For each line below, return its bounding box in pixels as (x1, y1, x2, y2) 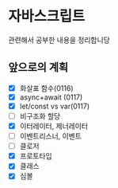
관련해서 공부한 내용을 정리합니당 (8, 35, 111, 45)
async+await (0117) (19, 92, 83, 102)
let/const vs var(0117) (19, 101, 90, 111)
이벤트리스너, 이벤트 (19, 131, 82, 141)
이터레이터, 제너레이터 (19, 121, 89, 131)
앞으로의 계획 (8, 61, 69, 74)
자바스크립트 (8, 7, 86, 25)
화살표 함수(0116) (19, 83, 74, 92)
